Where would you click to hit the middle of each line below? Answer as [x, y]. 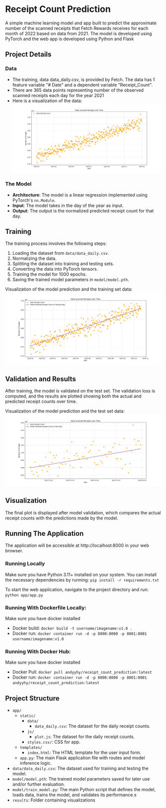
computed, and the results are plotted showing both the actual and [73, 396]
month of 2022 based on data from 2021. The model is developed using [79, 33]
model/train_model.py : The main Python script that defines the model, [84, 790]
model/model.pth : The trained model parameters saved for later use [81, 779]
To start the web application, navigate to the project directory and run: [77, 589]
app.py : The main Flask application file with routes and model [82, 758]
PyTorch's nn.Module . [34, 200]
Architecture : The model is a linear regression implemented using [80, 195]
